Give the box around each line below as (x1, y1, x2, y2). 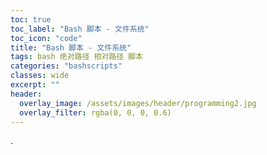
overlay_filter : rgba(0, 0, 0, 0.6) (19, 107, 172, 118)
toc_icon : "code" (10, 33, 83, 43)
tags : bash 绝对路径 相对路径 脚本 (10, 52, 143, 62)
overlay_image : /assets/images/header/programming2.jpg (19, 98, 257, 108)
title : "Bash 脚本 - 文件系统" (10, 42, 132, 53)
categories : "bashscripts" (10, 61, 123, 71)
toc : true (10, 14, 52, 25)
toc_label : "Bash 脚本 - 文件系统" (10, 24, 150, 34)
